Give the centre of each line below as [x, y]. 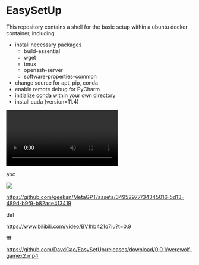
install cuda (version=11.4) [47, 101]
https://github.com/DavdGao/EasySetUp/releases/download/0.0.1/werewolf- [99, 249]
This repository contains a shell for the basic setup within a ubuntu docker [97, 27]
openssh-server [43, 70]
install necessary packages [48, 45]
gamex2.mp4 [22, 255]
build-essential [42, 51]
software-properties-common [60, 76]
